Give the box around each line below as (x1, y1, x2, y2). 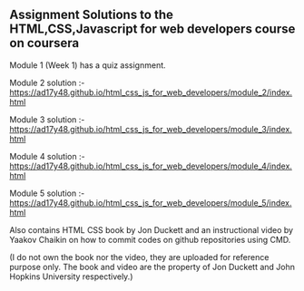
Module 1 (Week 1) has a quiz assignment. (9, 59, 166, 71)
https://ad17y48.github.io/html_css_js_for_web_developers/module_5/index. (9, 197, 292, 208)
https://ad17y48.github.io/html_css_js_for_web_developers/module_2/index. (9, 86, 293, 98)
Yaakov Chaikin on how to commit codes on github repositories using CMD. (9, 234, 291, 245)
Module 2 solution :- (9, 77, 85, 88)
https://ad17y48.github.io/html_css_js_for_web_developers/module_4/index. (9, 160, 293, 171)
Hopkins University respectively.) (9, 271, 133, 282)
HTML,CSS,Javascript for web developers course (9, 22, 296, 37)
